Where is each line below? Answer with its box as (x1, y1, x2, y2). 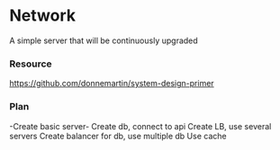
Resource (9, 57, 52, 70)
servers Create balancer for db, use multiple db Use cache (9, 130, 227, 141)
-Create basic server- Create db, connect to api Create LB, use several (9, 120, 272, 131)
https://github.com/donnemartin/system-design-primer (9, 78, 214, 89)
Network (9, 5, 77, 26)
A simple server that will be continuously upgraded (9, 35, 198, 46)
